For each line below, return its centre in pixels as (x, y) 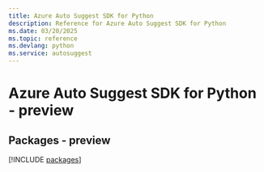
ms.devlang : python (41, 46)
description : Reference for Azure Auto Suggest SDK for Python (117, 23)
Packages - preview (60, 140)
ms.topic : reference (43, 38)
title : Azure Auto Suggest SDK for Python (81, 16)
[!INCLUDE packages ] (45, 159)
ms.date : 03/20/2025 (43, 31)
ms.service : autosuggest (50, 53)
